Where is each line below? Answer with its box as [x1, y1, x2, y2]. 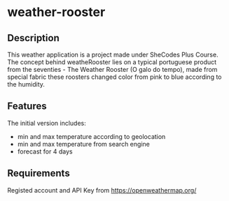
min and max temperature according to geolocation [17, 132, 166, 140]
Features [7, 100, 47, 112]
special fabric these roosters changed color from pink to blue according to [7, 73, 222, 81]
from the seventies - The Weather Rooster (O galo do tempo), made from [7, 66, 218, 73]
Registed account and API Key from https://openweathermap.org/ [7, 186, 197, 194]
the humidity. [7, 80, 46, 88]
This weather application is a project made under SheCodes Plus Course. [7, 50, 218, 59]
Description [7, 32, 60, 44]
